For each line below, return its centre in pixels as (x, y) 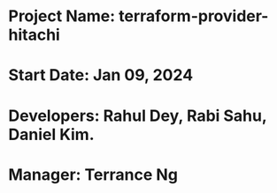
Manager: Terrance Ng (93, 174)
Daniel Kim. (51, 134)
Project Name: (62, 16)
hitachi (35, 35)
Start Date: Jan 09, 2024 (101, 75)
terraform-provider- (193, 16)
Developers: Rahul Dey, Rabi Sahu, (138, 115)
